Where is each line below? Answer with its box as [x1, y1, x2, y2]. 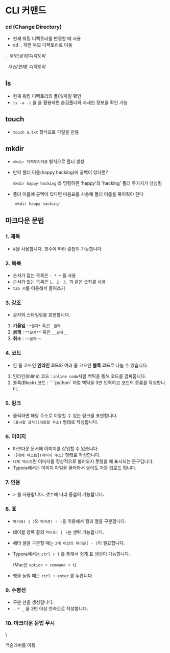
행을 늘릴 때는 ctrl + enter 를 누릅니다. [12, 572, 93, 579]
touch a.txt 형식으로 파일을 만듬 [12, 129, 79, 135]
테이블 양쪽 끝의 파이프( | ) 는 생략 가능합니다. [12, 529, 105, 535]
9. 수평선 [5, 586, 27, 594]
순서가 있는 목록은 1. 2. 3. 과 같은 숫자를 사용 [12, 279, 106, 285]
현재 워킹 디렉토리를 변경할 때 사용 [12, 35, 81, 41]
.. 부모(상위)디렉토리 [5, 53, 46, 59]
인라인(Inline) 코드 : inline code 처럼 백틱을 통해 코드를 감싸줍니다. [12, 373, 147, 379]
